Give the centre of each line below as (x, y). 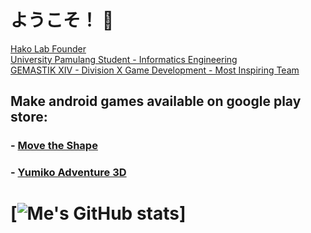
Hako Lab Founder (48, 48)
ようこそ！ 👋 (62, 20)
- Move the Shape (54, 146)
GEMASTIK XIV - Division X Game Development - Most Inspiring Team (155, 70)
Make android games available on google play (156, 101)
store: (29, 117)
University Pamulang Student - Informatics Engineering (124, 59)
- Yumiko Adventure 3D (68, 173)
